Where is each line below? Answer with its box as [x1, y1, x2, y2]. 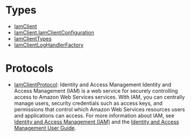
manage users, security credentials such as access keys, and [13, 100, 163, 107]
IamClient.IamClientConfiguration [13, 29, 94, 36]
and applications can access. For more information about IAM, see [13, 112, 175, 119]
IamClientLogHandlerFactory [13, 41, 84, 48]
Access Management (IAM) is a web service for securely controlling [13, 87, 178, 94]
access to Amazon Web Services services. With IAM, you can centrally [13, 93, 185, 100]
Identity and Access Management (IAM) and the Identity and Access [13, 118, 179, 125]
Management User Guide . [13, 124, 77, 131]
